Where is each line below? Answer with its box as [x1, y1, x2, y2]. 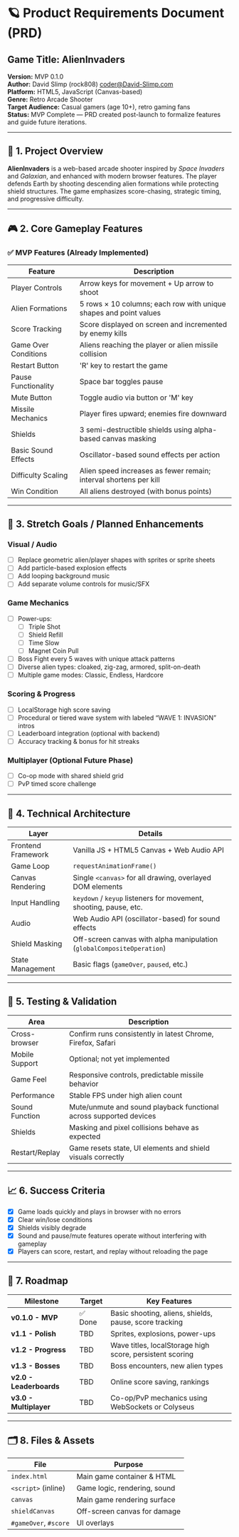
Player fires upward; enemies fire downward [79, 408, 227, 418]
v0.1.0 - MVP [11, 1312, 58, 1322]
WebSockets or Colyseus [110, 1401, 195, 1411]
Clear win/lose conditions [17, 1215, 92, 1224]
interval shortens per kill [79, 475, 160, 485]
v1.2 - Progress [11, 1344, 66, 1354]
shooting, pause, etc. [73, 902, 143, 912]
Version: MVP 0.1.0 [7, 72, 64, 81]
